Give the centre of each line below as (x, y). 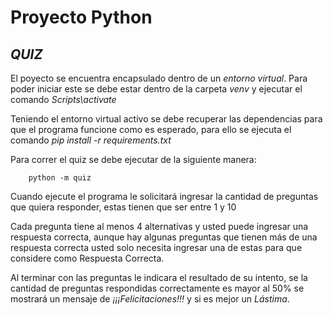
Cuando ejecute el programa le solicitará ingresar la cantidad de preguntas (164, 196)
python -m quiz (60, 178)
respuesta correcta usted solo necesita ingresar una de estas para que (156, 247)
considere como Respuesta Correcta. (87, 258)
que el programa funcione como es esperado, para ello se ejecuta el (151, 129)
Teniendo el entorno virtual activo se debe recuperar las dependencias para (166, 119)
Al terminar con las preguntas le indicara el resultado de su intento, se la (159, 277)
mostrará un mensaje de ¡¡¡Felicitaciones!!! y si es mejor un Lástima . (150, 299)
